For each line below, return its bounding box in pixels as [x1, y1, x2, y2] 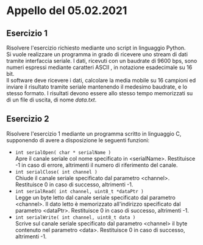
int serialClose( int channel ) [15, 169, 98, 175]
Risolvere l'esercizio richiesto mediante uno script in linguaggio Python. [6, 44, 186, 51]
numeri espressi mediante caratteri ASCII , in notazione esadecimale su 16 [6, 64, 193, 71]
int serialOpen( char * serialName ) [15, 149, 112, 156]
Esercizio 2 [6, 114, 49, 124]
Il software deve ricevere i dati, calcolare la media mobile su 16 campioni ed [6, 77, 196, 84]
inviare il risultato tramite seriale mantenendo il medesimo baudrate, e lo [6, 83, 188, 90]
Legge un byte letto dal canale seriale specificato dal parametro [15, 194, 176, 201]
